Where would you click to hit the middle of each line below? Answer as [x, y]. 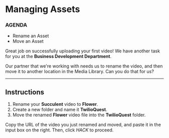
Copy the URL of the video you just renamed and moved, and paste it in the [83, 125]
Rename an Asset [31, 36]
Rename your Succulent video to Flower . [55, 104]
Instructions [25, 92]
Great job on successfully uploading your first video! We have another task [82, 51]
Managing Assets [43, 9]
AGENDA [16, 25]
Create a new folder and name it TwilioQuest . [60, 110]
